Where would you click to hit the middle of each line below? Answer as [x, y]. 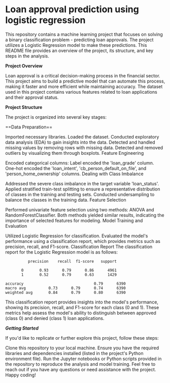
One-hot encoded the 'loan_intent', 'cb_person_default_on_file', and [76, 168]
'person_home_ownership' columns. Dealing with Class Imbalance [74, 174]
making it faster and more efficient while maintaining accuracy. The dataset [84, 86]
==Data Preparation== [29, 127]
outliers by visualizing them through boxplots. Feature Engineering [75, 153]
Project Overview [24, 66]
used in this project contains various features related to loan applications [81, 92]
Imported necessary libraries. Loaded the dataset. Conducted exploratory [82, 136]
